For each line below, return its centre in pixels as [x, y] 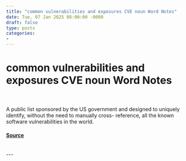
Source [15, 135]
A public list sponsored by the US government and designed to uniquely [93, 109]
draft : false [22, 22]
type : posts [21, 28]
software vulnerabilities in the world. [50, 122]
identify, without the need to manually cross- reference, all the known [90, 115]
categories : [21, 33]
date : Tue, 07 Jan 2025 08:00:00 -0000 [55, 17]
